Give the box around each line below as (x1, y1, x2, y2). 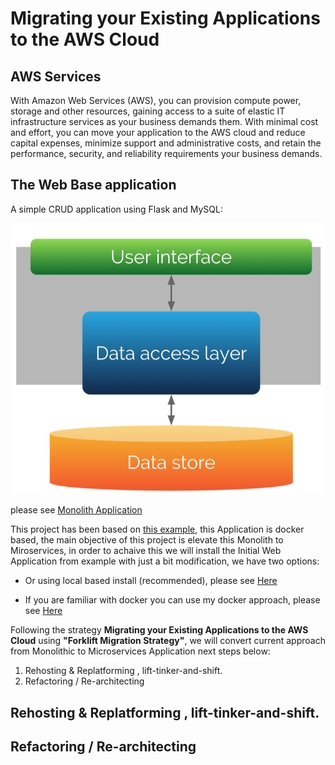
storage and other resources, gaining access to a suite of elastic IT (10, 105, 286, 117)
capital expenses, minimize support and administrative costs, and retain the (10, 137, 322, 149)
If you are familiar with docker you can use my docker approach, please (24, 594, 321, 606)
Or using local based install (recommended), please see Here (24, 575, 278, 587)
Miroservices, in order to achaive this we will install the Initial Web (10, 545, 282, 557)
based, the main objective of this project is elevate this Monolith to (10, 534, 284, 546)
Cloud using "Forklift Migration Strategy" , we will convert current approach (10, 635, 326, 647)
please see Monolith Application (10, 504, 143, 516)
